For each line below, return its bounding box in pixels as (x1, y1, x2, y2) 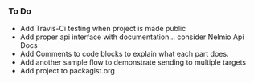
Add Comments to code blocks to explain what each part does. (19, 49, 229, 59)
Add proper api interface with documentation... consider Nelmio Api (19, 32, 244, 41)
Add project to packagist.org (19, 66, 115, 76)
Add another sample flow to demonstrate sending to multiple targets (19, 57, 247, 67)
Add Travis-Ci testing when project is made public (19, 24, 186, 34)
